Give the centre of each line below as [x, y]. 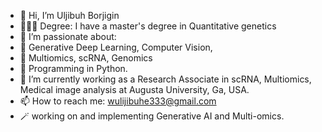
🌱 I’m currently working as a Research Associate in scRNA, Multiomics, [165, 79]
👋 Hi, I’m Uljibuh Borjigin [69, 15]
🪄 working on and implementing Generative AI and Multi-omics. [152, 116]
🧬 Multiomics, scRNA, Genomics [86, 58]
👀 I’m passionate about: [68, 36]
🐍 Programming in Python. [73, 68]
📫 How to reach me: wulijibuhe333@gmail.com [118, 101]
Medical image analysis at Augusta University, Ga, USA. [134, 89]
